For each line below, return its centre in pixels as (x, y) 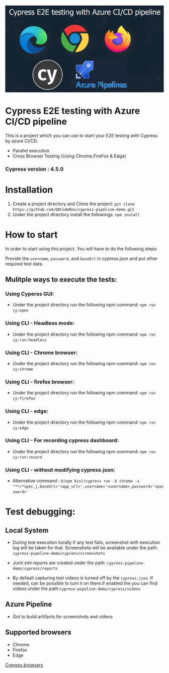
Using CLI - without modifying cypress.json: (60, 470)
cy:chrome (23, 369)
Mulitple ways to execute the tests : (61, 280)
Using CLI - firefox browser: (40, 382)
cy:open (20, 311)
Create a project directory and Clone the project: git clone (73, 204)
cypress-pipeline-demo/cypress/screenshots (59, 554)
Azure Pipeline (29, 604)
